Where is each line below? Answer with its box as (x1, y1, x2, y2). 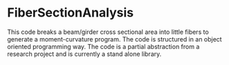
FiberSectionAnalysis (7, 5, 134, 21)
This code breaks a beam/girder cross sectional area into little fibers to (7, 28, 209, 36)
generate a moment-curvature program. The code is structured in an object (7, 35, 223, 43)
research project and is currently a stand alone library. (7, 50, 162, 58)
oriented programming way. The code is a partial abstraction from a (7, 42, 200, 50)
